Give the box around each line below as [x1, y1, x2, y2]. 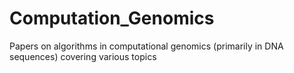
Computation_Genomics [9, 7, 215, 30]
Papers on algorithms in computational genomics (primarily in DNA [9, 40, 284, 52]
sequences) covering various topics [9, 50, 157, 62]
